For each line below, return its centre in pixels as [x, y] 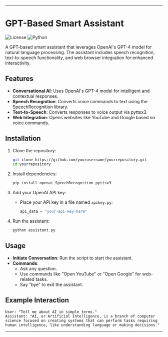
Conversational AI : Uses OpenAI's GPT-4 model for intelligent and [81, 91]
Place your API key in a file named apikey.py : [66, 202]
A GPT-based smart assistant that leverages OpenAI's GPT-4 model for [78, 47]
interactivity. [18, 63]
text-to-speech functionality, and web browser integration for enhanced [79, 58]
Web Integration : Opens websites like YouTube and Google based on [84, 117]
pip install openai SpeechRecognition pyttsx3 [62, 183]
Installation [23, 138]
